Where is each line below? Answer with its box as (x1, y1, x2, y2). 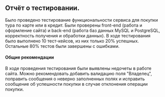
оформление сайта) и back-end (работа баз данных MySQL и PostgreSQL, (5, 27, 160, 33)
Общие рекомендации (5, 54, 54, 61)
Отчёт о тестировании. (5, 4, 80, 12)
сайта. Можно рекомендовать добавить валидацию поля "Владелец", (5, 71, 152, 77)
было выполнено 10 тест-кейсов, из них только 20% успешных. (5, 38, 139, 44)
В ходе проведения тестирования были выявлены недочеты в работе (5, 65, 152, 71)
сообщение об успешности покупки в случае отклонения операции (5, 81, 148, 87)
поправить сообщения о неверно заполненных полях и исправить (5, 76, 145, 82)
